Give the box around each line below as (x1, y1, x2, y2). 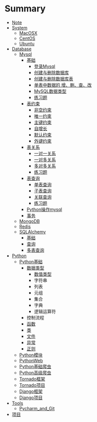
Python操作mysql (26, 206, 62, 212)
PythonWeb (19, 357, 43, 363)
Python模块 (19, 352, 43, 358)
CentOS (19, 35, 36, 41)
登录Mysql (34, 63, 55, 69)
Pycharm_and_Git (19, 405, 55, 411)
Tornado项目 (19, 382, 46, 388)
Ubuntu (19, 40, 35, 46)
